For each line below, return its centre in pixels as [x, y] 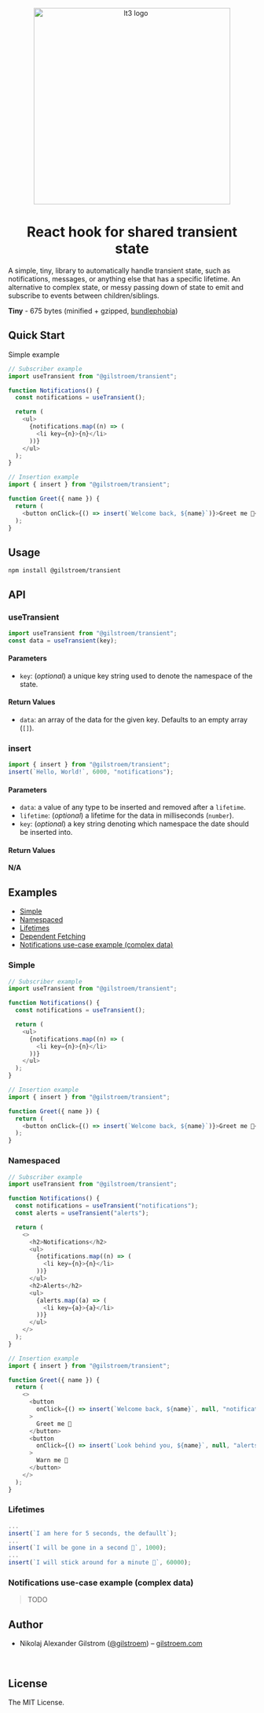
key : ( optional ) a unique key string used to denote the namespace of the [136, 675]
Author [26, 1625]
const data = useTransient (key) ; [63, 641]
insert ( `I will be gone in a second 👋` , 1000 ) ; [88, 1548]
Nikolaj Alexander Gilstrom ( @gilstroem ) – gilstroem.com [111, 1644]
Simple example [34, 355]
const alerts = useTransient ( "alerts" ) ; [82, 1213]
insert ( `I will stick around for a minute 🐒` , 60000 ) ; [100, 1563]
